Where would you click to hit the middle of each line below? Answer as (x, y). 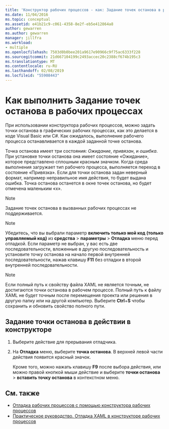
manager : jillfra (23, 38)
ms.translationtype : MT (30, 62)
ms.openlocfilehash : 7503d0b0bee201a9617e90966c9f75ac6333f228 (73, 52)
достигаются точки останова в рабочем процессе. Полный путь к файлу (83, 290)
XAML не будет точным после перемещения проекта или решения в (79, 295)
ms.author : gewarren (27, 33)
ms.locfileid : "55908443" (32, 76)
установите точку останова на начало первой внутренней (68, 254)
